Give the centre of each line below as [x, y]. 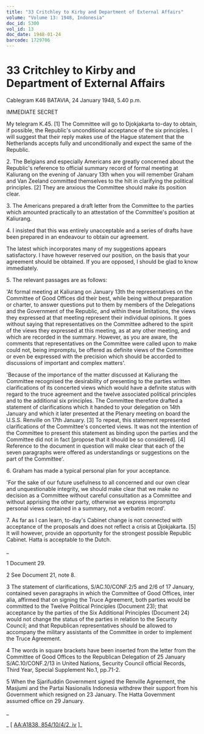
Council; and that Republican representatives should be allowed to [90, 626]
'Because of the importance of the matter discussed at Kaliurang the [92, 375]
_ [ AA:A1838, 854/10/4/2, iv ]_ [44, 724]
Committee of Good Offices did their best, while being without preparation [99, 298]
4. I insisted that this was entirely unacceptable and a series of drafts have [100, 230]
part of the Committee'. [35, 459]
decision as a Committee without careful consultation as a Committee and [99, 495]
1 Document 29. [26, 563]
